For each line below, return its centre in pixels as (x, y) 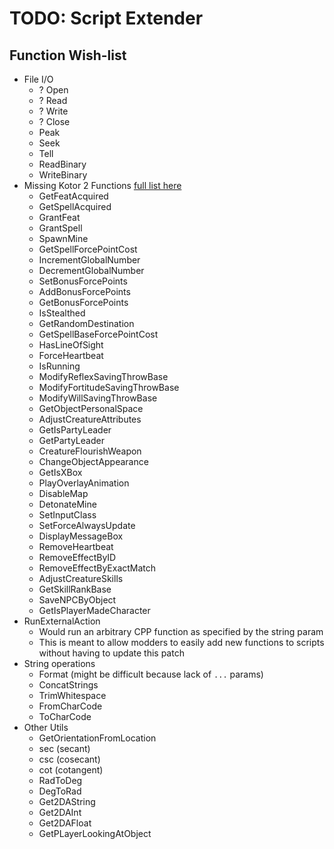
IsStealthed (62, 313)
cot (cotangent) (71, 770)
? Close (54, 121)
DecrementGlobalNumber (91, 270)
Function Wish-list (68, 55)
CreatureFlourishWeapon (90, 451)
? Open (53, 90)
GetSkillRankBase (75, 589)
